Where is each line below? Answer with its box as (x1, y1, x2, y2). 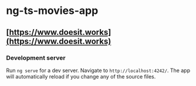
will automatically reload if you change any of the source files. (6, 73, 156, 80)
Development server (6, 53, 66, 62)
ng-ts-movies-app (6, 4, 99, 17)
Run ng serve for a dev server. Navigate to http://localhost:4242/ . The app (6, 67, 191, 74)
